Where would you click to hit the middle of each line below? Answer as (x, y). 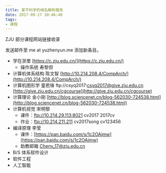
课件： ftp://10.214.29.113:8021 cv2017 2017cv (67, 116)
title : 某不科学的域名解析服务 (34, 10)
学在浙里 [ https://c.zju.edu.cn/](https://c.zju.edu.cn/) (68, 61)
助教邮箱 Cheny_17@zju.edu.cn (53, 146)
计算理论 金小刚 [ (30, 97)
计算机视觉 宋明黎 (31, 109)
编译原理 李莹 (27, 128)
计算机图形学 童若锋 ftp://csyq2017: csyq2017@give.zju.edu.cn (78, 85)
